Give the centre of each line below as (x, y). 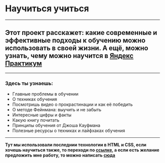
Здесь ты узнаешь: (29, 83)
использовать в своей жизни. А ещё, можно (77, 48)
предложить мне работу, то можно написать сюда (60, 155)
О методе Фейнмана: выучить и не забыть (57, 110)
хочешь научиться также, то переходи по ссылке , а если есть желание (82, 150)
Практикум (24, 64)
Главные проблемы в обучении (45, 94)
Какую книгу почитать (36, 120)
